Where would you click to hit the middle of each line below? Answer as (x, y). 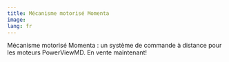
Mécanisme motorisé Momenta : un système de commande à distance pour (114, 46)
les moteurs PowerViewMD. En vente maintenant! (77, 52)
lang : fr (20, 26)
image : (17, 20)
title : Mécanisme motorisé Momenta (58, 13)
